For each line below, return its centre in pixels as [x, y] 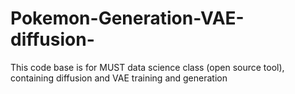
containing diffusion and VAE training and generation [119, 78]
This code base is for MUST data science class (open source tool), [147, 67]
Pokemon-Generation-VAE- [127, 18]
